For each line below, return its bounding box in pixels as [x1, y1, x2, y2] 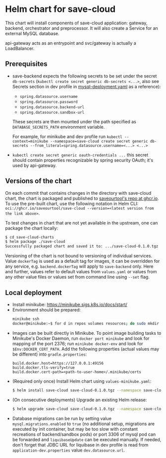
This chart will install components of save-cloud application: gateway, [5, 20, 148, 26]
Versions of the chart [5, 177, 72, 185]
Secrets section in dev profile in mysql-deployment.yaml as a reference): [12, 83, 161, 89]
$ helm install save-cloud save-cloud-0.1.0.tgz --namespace [12, 387, 142, 393]
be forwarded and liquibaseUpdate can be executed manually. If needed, [12, 436, 162, 443]
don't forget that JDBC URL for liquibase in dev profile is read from [12, 442, 149, 448]
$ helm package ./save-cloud [5, 239, 65, 244]
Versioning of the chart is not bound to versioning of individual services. [5, 253, 153, 259]
